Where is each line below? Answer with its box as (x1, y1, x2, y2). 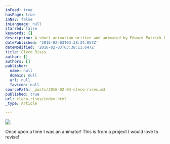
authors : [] (5, 59, 30, 64)
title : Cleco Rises (5, 49, 47, 54)
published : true (5, 92, 39, 97)
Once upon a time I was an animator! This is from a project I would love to (5, 129, 158, 135)
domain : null (10, 73, 37, 78)
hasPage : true (5, 12, 35, 17)
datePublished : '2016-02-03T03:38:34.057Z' (5, 40, 99, 45)
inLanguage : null (5, 21, 42, 27)
